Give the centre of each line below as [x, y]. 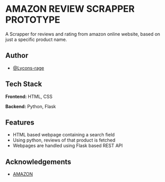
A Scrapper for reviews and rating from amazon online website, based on [83, 34]
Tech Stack [24, 84]
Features [20, 122]
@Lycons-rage [29, 68]
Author [17, 56]
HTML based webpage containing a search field [63, 135]
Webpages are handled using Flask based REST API [68, 146]
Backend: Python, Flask [31, 106]
